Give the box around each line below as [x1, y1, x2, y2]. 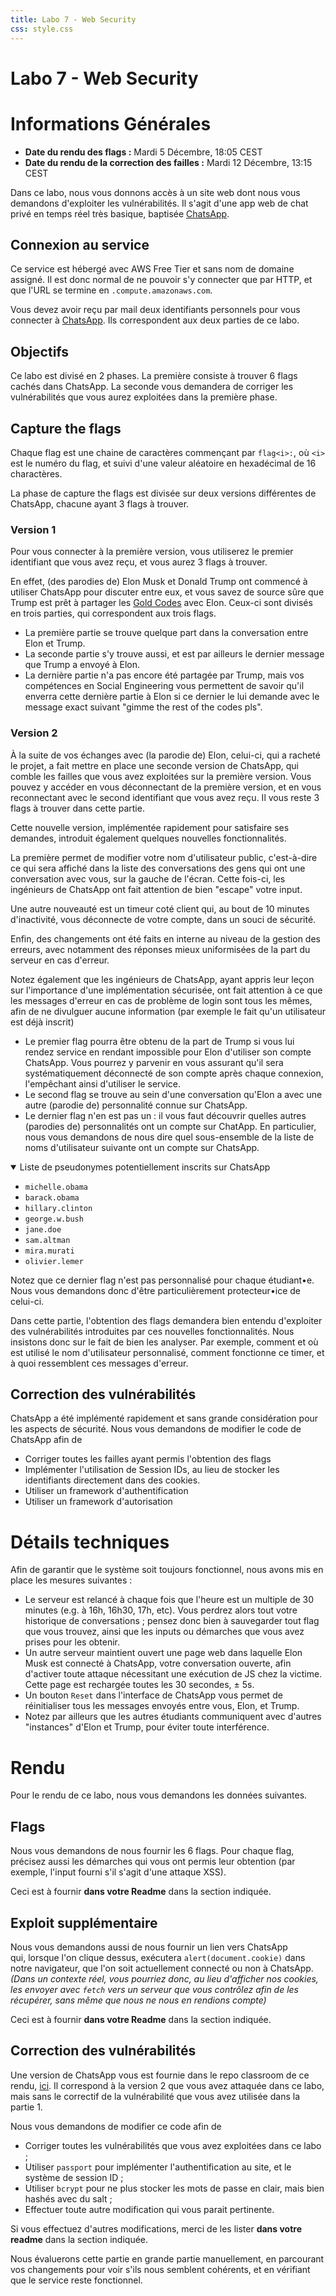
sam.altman [24, 1235, 71, 1245]
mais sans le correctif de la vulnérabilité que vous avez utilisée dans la [10, 2090, 300, 2102]
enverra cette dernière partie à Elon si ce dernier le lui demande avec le [24, 691, 320, 703]
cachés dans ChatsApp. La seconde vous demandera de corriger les [10, 381, 294, 393]
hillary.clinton [24, 1203, 93, 1213]
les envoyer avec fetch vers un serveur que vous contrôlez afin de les [10, 1983, 300, 1995]
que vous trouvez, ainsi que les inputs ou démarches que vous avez [24, 1626, 305, 1638]
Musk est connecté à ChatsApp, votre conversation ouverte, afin [24, 1657, 292, 1670]
